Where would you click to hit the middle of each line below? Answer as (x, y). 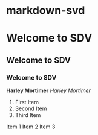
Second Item (31, 108)
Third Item (28, 115)
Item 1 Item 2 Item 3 (31, 127)
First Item (27, 102)
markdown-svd (46, 11)
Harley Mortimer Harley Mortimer (49, 90)
